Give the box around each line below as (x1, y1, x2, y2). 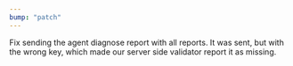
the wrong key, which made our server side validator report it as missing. (9, 46, 277, 57)
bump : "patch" (9, 12, 62, 22)
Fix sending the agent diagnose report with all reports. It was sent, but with (9, 37, 285, 48)
